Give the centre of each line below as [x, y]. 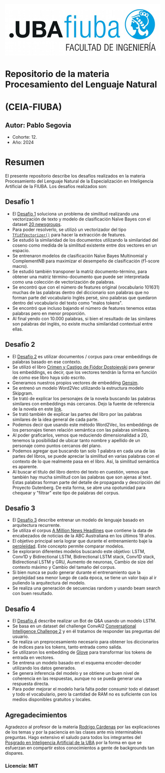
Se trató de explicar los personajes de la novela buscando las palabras [84, 398]
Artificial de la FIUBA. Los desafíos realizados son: [56, 186]
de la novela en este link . [37, 409]
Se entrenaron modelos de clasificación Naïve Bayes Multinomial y [80, 256]
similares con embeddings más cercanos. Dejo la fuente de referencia [83, 404]
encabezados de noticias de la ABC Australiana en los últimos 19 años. [84, 536]
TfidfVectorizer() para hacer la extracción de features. [69, 235]
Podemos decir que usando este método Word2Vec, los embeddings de [85, 424]
